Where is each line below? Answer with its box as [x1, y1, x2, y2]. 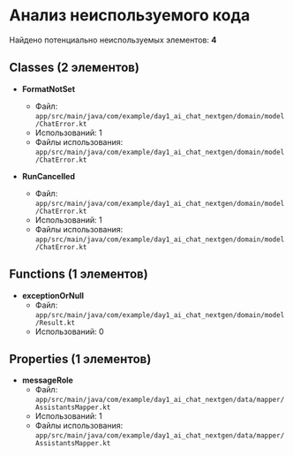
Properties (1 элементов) [9, 351, 152, 367]
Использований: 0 [34, 326, 104, 337]
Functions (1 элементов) [9, 267, 148, 282]
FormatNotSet [21, 83, 76, 94]
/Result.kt [34, 318, 76, 327]
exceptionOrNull [21, 290, 85, 300]
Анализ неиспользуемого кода [9, 5, 251, 26]
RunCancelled [21, 171, 75, 181]
